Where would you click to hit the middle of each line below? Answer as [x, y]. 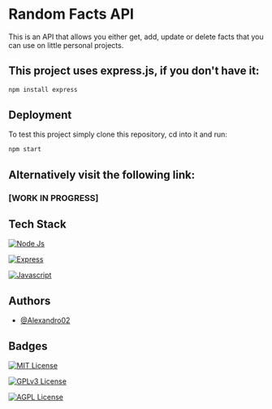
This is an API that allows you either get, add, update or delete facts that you [136, 37]
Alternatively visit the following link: [102, 174]
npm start [25, 150]
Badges [28, 346]
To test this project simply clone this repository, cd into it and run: [118, 134]
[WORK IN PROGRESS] [54, 198]
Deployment [40, 115]
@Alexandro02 [45, 320]
